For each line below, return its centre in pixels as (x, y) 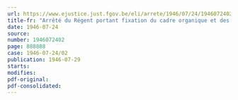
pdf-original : (28, 79)
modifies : (22, 73)
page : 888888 (27, 46)
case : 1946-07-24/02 (38, 54)
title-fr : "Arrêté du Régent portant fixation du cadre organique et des (119, 20)
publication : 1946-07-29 (44, 60)
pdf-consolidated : (34, 86)
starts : (19, 66)
